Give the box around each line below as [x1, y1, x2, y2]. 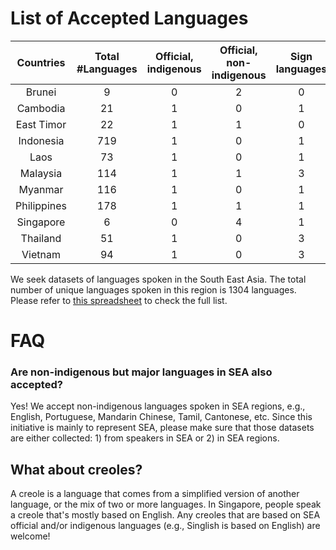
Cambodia [16, 101, 66, 115]
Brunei [25, 85, 57, 99]
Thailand [20, 231, 62, 245]
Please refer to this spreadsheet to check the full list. [10, 294, 228, 306]
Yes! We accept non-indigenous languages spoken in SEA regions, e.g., [10, 400, 306, 412]
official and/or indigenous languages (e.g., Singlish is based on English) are [10, 520, 321, 532]
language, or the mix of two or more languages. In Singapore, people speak [10, 498, 322, 511]
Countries [16, 55, 66, 69]
